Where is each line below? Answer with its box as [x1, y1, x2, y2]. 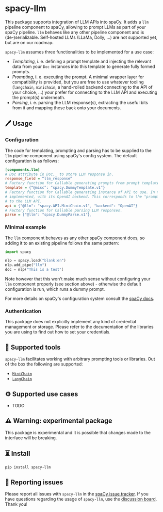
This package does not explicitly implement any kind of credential [5, 319, 137, 325]
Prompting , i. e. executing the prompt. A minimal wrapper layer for [12, 74, 145, 80]
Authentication [5, 308, 41, 314]
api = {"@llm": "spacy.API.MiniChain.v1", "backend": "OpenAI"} [5, 203, 138, 208]
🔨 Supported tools [5, 343, 61, 351]
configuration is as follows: [5, 158, 59, 164]
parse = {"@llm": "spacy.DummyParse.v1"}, [5, 212, 92, 217]
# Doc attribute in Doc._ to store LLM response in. [5, 172, 114, 177]
